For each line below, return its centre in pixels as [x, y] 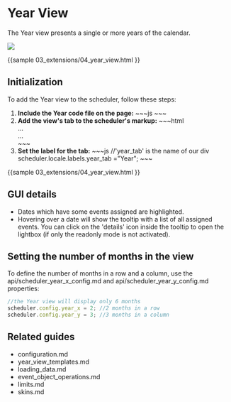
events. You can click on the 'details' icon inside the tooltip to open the [121, 227]
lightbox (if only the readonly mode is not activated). [94, 234]
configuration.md [43, 354]
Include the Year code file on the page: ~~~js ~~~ [92, 113]
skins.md [31, 391]
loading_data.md [42, 369]
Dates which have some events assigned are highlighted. [101, 212]
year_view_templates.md [53, 362]
